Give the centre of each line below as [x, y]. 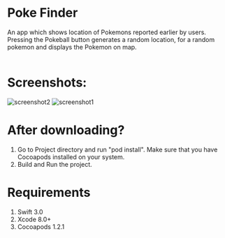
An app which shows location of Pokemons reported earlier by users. [107, 32]
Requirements [49, 193]
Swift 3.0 [30, 211]
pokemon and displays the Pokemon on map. [72, 47]
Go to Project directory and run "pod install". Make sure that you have [117, 149]
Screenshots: [47, 83]
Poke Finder [43, 13]
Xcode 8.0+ [34, 219]
